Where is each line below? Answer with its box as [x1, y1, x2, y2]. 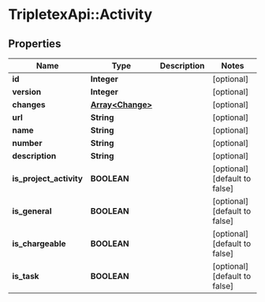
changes [12, 99, 46, 110]
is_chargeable [12, 238, 66, 249]
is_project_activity [12, 173, 83, 184]
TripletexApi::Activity [8, 6, 153, 24]
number [12, 138, 43, 148]
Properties [8, 37, 62, 50]
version [12, 87, 42, 97]
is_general [12, 206, 52, 216]
